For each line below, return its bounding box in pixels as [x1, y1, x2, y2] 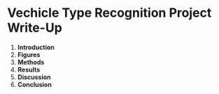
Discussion [17, 72, 51, 81]
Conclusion [17, 80, 52, 88]
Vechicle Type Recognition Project [7, 5, 212, 21]
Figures [17, 51, 41, 59]
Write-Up [7, 20, 63, 36]
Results [17, 65, 41, 74]
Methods [17, 58, 45, 66]
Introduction [17, 43, 55, 51]
